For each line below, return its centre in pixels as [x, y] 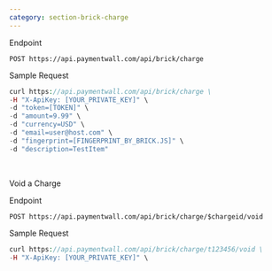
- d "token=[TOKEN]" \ [49, 108]
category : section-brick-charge [69, 17]
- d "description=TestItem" [59, 149]
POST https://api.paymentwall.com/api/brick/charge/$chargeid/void [136, 217]
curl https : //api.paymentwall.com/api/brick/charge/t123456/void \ [136, 249]
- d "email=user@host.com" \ [61, 133]
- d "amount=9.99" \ [45, 116]
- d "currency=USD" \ [47, 125]
